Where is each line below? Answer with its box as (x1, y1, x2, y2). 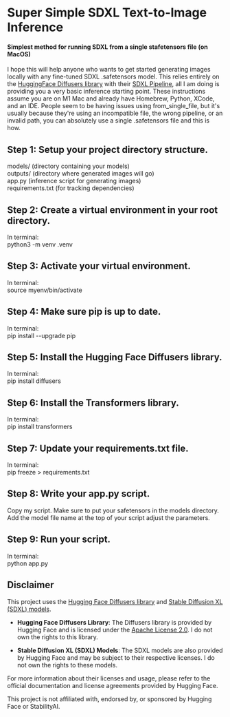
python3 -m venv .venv (7, 240, 73, 249)
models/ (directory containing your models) (7, 162, 130, 170)
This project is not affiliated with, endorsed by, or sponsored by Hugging (7, 694, 212, 703)
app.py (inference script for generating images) (7, 177, 141, 185)
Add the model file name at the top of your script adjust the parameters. (7, 513, 211, 521)
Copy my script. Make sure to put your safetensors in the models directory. (7, 506, 220, 515)
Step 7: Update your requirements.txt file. (7, 442, 189, 454)
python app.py (7, 559, 49, 568)
